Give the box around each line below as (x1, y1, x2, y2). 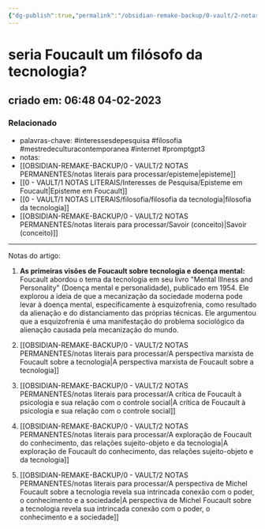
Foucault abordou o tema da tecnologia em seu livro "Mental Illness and (19, 274, 253, 284)
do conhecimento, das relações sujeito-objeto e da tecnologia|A (19, 438, 229, 448)
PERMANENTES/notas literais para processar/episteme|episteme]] (19, 169, 237, 179)
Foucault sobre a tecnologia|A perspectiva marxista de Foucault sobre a (19, 357, 254, 366)
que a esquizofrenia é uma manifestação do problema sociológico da (19, 316, 244, 326)
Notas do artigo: (8, 251, 62, 260)
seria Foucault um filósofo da (8, 45, 203, 63)
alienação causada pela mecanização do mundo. (19, 325, 179, 334)
